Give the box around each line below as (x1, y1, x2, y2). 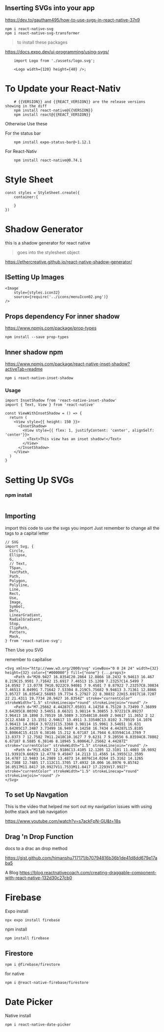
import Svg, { (5, 544, 34, 549)
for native (5, 971, 24, 977)
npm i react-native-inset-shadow (5, 376, 73, 381)
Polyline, (9, 583, 29, 588)
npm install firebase (5, 936, 49, 941)
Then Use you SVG (5, 647, 44, 653)
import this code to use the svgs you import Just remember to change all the (5, 525, 160, 531)
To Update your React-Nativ (5, 83, 121, 94)
